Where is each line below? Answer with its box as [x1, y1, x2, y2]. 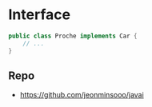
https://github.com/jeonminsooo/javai [19, 90, 144, 100]
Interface [8, 6, 70, 24]
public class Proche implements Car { [8, 32, 138, 40]
